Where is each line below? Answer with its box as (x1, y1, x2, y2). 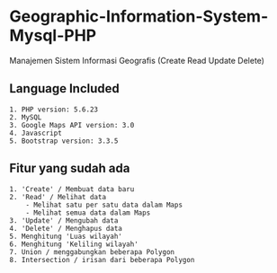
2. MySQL (9, 112, 42, 122)
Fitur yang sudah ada (9, 161, 130, 176)
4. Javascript (9, 128, 63, 137)
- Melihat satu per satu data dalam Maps (25, 200, 183, 209)
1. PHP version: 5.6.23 (9, 105, 99, 114)
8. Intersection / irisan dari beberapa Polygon (9, 255, 195, 264)
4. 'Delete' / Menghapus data (9, 224, 123, 233)
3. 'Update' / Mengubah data (9, 216, 119, 225)
